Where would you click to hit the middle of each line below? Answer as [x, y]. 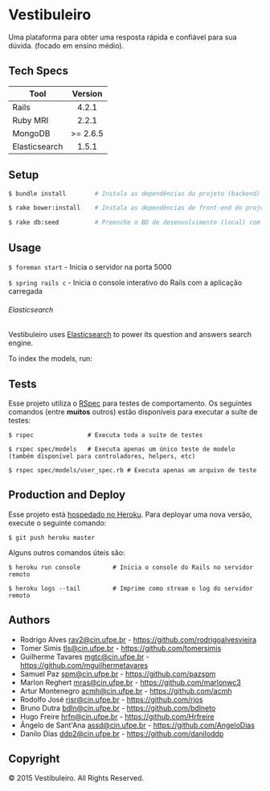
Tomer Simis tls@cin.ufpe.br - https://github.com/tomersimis [121, 648]
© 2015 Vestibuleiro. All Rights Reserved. [76, 778]
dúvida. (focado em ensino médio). [66, 45]
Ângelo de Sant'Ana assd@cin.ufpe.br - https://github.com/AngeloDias [137, 725]
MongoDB [31, 133]
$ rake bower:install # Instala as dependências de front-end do [125, 208]
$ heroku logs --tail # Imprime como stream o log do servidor [131, 588]
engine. [21, 343]
